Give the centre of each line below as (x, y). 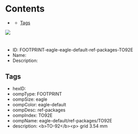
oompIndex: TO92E (32, 115)
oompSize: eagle (30, 99)
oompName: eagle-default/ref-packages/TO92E (62, 120)
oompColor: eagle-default (39, 104)
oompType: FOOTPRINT (37, 94)
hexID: (19, 88)
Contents (25, 9)
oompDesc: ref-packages (39, 110)
